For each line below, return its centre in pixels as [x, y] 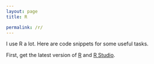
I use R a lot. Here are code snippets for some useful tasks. [77, 44]
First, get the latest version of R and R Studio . [61, 55]
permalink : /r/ [25, 27]
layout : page [22, 11]
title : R [17, 17]
